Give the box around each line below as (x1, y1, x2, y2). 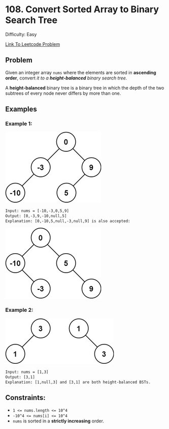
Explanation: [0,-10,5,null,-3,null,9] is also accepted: (5, 219, 130, 224)
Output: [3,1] (5, 374, 36, 380)
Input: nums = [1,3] (5, 369, 49, 374)
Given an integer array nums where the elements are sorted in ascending (5, 69, 156, 75)
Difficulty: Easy (5, 31, 37, 37)
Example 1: (5, 120, 32, 127)
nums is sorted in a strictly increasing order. (12, 418, 104, 424)
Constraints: (5, 393, 46, 402)
